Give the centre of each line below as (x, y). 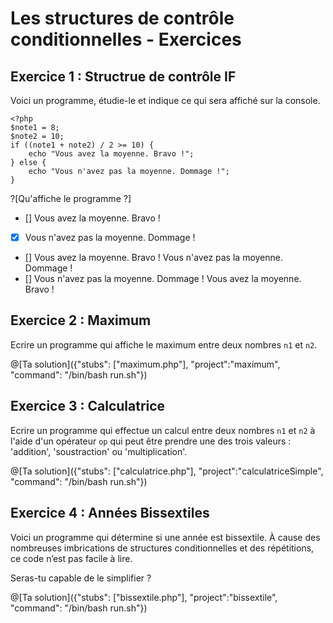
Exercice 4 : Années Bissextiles (110, 513)
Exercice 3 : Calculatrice (88, 406)
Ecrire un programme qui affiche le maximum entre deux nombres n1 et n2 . (164, 344)
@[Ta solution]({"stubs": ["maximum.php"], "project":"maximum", (145, 364)
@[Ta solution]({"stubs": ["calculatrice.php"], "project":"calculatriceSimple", (167, 471)
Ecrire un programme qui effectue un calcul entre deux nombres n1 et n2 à (163, 430)
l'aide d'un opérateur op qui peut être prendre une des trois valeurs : (151, 441)
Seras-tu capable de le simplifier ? (81, 578)
